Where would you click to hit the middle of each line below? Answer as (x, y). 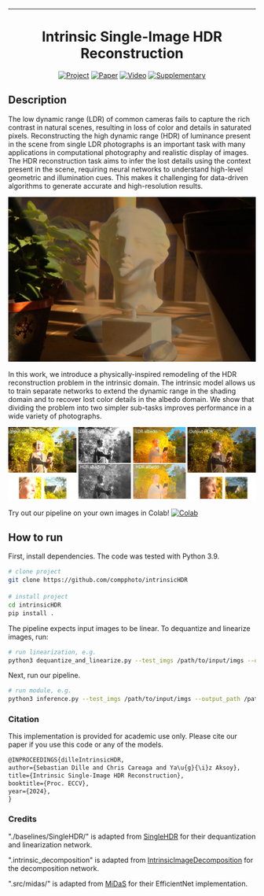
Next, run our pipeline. (44, 675)
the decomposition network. (54, 868)
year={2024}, (29, 791)
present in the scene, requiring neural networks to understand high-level (126, 169)
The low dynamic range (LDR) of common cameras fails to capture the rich (129, 119)
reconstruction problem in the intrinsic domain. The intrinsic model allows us (132, 383)
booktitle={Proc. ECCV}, (49, 784)
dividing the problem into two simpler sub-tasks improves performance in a (130, 408)
